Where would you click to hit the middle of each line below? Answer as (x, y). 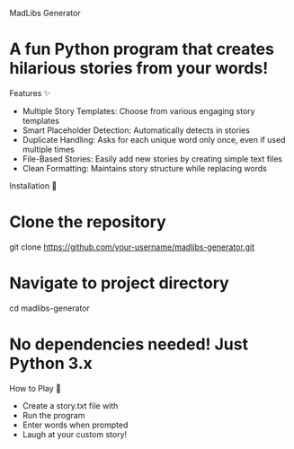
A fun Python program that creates (142, 49)
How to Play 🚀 (35, 388)
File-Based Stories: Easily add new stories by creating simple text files (152, 158)
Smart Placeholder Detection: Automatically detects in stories (136, 130)
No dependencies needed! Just (129, 344)
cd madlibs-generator (49, 308)
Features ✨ (30, 92)
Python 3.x (51, 364)
